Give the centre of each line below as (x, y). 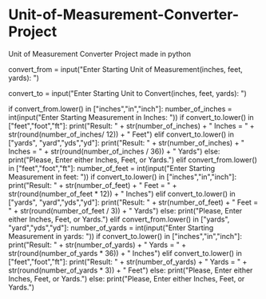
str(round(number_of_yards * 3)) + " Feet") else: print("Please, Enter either (131, 270)
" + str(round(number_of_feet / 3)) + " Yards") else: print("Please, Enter (125, 210)
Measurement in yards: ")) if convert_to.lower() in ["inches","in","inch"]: (125, 236)
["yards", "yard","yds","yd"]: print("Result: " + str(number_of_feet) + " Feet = (133, 202)
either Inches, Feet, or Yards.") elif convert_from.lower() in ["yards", (119, 219)
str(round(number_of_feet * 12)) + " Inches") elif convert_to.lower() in (122, 193)
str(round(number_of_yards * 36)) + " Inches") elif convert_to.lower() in (125, 253)
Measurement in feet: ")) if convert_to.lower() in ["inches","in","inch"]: (123, 177)
